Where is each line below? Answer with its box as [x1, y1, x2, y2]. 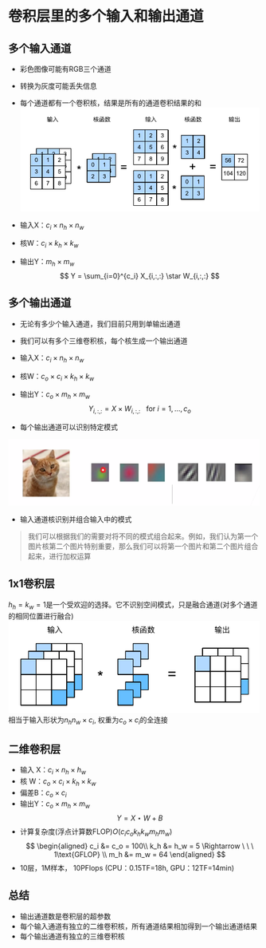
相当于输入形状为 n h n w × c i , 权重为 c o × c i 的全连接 [8, 715, 169, 727]
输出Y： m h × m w [19, 257, 75, 268]
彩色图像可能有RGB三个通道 [19, 65, 111, 73]
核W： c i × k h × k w [19, 239, 79, 250]
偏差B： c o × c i [19, 788, 68, 799]
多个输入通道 [8, 41, 72, 55]
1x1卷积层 [8, 577, 56, 591]
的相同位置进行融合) [8, 611, 74, 621]
